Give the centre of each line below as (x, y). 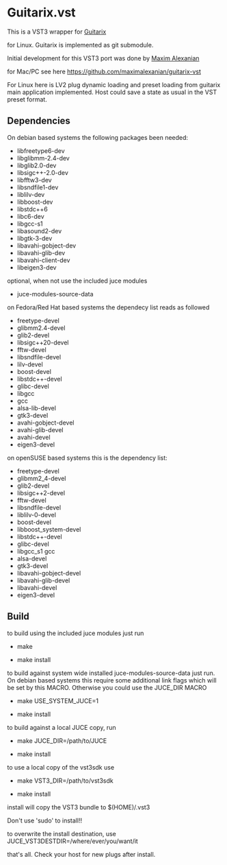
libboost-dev (35, 202)
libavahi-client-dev (43, 260)
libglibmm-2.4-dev (43, 158)
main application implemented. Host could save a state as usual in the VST (112, 92)
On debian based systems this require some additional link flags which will (112, 680)
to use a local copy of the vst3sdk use (61, 767)
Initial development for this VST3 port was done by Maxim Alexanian (103, 58)
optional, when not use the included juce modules (77, 281)
